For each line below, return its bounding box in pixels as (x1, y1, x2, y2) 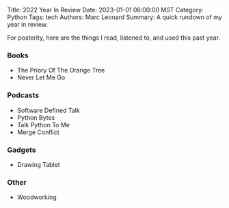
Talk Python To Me (16, 120, 70, 129)
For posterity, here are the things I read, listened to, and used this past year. (7, 34, 221, 42)
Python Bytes (16, 113, 55, 122)
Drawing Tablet (16, 160, 60, 168)
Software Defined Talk (16, 106, 80, 114)
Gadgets (7, 145, 36, 155)
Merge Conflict (16, 128, 59, 136)
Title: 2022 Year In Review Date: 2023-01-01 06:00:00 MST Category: (7, 6, 204, 14)
